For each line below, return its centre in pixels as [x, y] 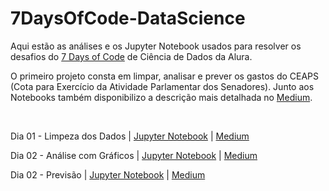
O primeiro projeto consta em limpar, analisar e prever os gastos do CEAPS [165, 76]
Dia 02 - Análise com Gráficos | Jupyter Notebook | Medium [134, 155]
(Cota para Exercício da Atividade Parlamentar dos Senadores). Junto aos [162, 86]
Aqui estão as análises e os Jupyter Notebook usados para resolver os [156, 46]
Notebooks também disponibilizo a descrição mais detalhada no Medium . [161, 97]
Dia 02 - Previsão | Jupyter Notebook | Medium [108, 174]
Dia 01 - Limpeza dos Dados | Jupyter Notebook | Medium [130, 136]
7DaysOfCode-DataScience [128, 18]
